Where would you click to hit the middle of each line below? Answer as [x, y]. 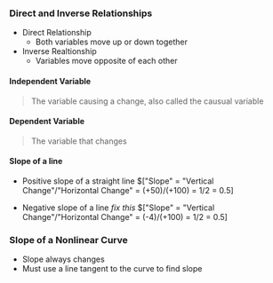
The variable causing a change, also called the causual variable [147, 101]
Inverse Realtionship [59, 51]
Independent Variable [50, 81]
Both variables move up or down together [112, 42]
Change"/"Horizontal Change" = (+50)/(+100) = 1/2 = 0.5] [128, 190]
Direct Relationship [56, 33]
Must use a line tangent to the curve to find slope [112, 269]
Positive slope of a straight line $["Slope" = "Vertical [118, 181]
